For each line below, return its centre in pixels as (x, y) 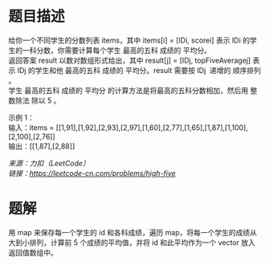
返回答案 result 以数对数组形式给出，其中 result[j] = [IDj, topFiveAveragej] (130, 60)
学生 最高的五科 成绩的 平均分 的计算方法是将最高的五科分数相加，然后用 (128, 90)
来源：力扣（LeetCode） (49, 163)
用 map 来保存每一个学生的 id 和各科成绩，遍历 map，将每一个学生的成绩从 (133, 232)
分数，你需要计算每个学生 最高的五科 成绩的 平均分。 (123, 50)
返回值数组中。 (33, 252)
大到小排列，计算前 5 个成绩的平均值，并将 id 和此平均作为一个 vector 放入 (132, 243)
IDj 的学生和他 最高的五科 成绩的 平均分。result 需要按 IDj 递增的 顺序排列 (139, 70)
